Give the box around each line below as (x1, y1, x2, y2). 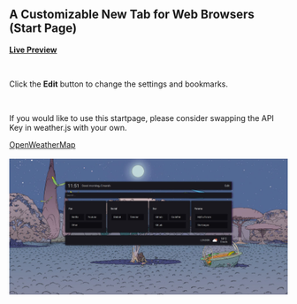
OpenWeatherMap (9, 139, 76, 149)
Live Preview (9, 44, 57, 55)
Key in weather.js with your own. (9, 122, 127, 133)
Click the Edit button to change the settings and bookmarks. (9, 79, 228, 89)
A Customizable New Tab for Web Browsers (9, 7, 255, 22)
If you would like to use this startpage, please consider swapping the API (9, 112, 274, 123)
